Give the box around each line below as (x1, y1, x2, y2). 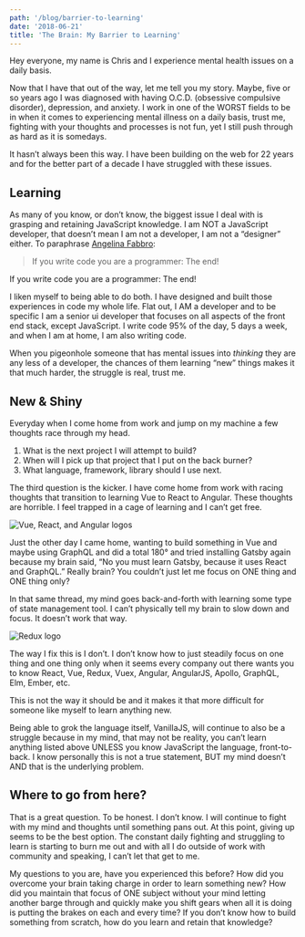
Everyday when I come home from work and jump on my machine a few (9, 418, 280, 429)
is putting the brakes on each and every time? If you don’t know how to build (9, 907, 297, 918)
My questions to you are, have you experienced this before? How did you (9, 868, 284, 879)
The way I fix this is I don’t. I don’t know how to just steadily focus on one (9, 649, 284, 659)
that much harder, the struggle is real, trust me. (9, 367, 187, 379)
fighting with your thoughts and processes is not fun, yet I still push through (9, 121, 294, 132)
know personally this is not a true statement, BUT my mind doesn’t (36, 752, 287, 762)
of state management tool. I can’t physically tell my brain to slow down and (9, 603, 290, 614)
